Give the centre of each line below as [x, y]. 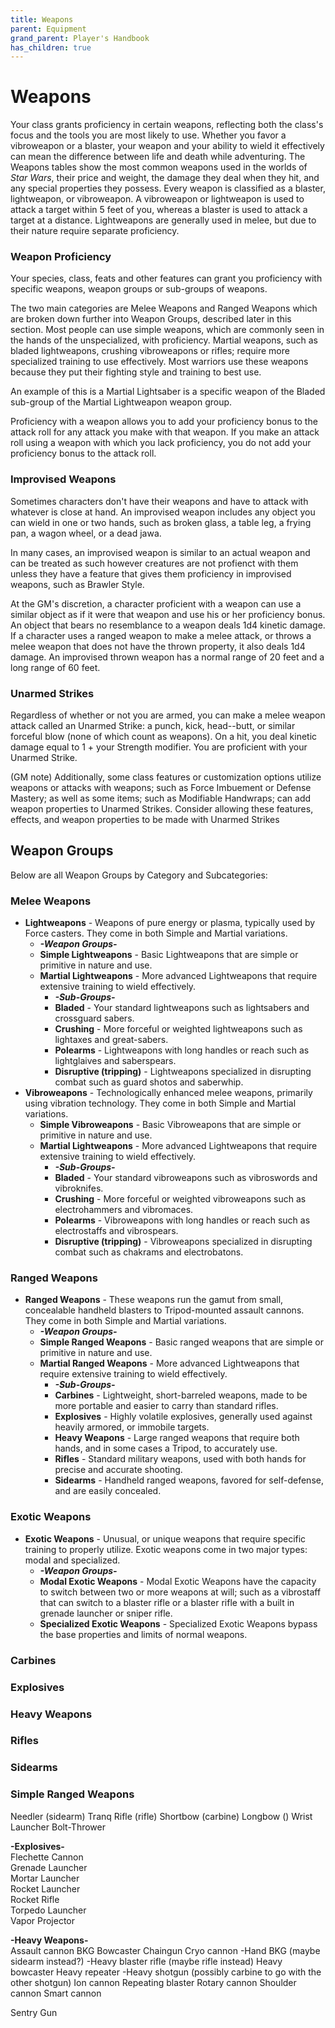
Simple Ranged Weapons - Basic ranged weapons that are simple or [181, 1342]
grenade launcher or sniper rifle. [106, 1613]
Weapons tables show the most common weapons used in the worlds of [159, 167]
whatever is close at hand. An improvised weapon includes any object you [163, 512]
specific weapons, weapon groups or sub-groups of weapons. [139, 289]
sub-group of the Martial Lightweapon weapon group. [121, 402]
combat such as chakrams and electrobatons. [149, 1252]
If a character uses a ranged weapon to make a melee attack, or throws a [161, 635]
